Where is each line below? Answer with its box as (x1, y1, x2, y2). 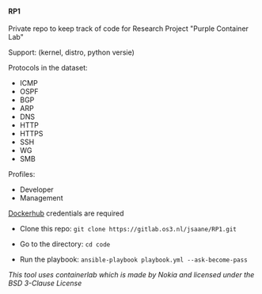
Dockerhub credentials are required (8, 208, 124, 218)
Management (19, 193, 63, 203)
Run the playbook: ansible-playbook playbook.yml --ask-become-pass (19, 254, 248, 265)
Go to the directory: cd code (19, 239, 111, 249)
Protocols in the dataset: (8, 63, 88, 73)
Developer (19, 185, 54, 194)
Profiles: (8, 170, 36, 179)
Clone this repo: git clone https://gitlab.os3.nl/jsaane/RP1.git (19, 224, 237, 234)
